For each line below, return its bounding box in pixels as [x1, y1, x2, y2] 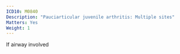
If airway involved [6, 41, 49, 48]
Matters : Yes [6, 19, 38, 25]
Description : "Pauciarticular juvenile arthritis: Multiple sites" [6, 14, 175, 20]
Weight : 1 [6, 25, 31, 31]
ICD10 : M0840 [6, 8, 38, 15]
